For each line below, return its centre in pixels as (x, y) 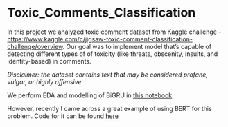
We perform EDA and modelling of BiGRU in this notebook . (91, 95)
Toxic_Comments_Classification (102, 13)
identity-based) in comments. (49, 61)
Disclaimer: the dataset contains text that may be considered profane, (107, 75)
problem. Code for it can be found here (63, 116)
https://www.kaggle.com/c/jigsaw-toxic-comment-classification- (100, 39)
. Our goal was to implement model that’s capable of (137, 46)
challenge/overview (35, 46)
